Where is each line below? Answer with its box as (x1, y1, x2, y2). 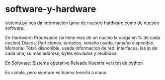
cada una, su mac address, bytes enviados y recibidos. (5, 50, 118, 56)
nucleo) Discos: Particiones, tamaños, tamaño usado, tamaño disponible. (5, 40, 155, 45)
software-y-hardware (5, 3, 96, 15)
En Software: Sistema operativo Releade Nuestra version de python (5, 60, 143, 66)
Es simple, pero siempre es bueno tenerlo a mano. (5, 69, 108, 75)
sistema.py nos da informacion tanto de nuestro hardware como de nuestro (5, 20, 160, 26)
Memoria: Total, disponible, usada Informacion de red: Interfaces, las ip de (5, 45, 158, 51)
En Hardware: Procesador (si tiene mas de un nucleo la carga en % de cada (5, 35, 161, 40)
